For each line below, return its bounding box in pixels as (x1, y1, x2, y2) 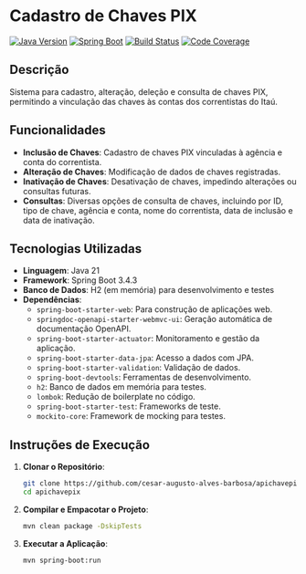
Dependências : (22, 294, 82, 306)
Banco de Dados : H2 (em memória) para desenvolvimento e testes (22, 285, 275, 296)
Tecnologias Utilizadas (9, 241, 142, 256)
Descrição (9, 62, 69, 78)
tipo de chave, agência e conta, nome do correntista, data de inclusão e (22, 204, 294, 215)
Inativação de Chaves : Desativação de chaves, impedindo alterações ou (22, 175, 297, 187)
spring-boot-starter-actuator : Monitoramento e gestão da (36, 333, 260, 344)
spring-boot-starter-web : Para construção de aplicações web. (36, 304, 273, 315)
